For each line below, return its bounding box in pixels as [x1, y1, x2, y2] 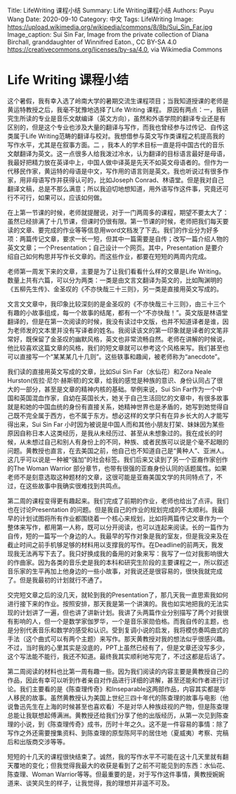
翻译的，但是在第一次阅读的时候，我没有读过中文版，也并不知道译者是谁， [7, 317, 223, 326]
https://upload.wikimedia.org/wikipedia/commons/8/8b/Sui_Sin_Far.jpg [7, 23, 213, 31]
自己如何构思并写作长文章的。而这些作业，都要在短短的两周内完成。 [13, 252, 211, 260]
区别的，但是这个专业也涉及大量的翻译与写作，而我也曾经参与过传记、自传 [7, 122, 223, 132]
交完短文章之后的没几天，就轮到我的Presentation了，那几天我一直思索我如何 [7, 590, 229, 599]
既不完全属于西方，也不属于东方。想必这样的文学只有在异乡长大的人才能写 [13, 411, 229, 420]
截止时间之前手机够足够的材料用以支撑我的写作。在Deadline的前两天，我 [7, 540, 218, 549]
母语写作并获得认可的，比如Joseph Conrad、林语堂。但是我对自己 [31, 175, 225, 184]
